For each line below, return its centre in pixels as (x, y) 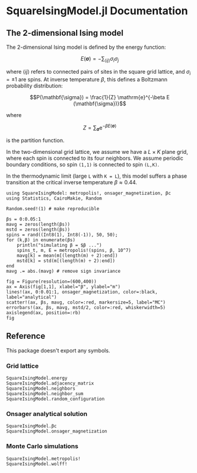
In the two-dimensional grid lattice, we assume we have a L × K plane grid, (97, 152)
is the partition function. (35, 140)
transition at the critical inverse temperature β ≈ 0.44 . (72, 182)
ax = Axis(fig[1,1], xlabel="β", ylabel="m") (63, 287)
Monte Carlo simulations (42, 446)
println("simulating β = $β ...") (59, 245)
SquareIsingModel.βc (32, 426)
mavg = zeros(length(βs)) (38, 225)
